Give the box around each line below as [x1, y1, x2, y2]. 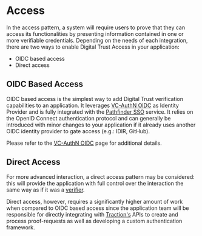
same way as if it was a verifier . [6, 186, 85, 193]
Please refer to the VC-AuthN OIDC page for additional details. [6, 139, 162, 147]
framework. [6, 223, 35, 231]
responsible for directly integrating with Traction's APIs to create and [6, 210, 178, 218]
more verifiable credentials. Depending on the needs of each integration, [6, 36, 188, 44]
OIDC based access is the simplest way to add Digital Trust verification [6, 95, 184, 102]
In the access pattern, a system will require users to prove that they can [6, 24, 186, 31]
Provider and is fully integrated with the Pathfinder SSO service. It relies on [6, 108, 194, 116]
